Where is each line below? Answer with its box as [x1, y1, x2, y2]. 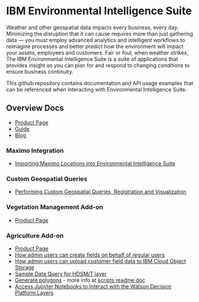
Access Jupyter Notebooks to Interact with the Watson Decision [14, 282, 172, 290]
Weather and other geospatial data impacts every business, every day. [6, 24, 179, 31]
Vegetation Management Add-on [6, 203, 103, 212]
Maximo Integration [6, 146, 64, 155]
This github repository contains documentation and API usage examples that [6, 79, 194, 87]
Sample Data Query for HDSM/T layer [14, 270, 107, 277]
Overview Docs [6, 103, 64, 114]
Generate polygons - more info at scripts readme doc [14, 276, 146, 284]
